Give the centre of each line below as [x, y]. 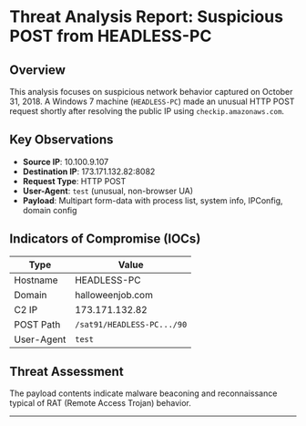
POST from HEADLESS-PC [111, 36]
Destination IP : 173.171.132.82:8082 [89, 171]
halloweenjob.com [113, 295]
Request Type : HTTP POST [74, 181]
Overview [38, 70]
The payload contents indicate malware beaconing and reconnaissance [143, 393]
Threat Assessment [67, 372]
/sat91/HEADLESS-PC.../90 [131, 324]
